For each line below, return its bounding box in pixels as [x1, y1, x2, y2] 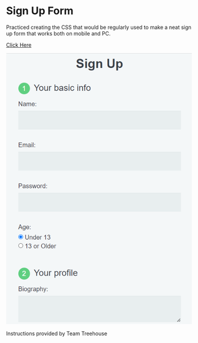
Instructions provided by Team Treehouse [6, 329, 108, 337]
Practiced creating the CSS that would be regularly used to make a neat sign [6, 24, 192, 31]
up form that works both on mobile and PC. [6, 30, 111, 37]
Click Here [6, 41, 32, 48]
